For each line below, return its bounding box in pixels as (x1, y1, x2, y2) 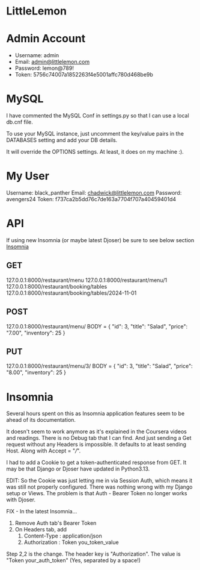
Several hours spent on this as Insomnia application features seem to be (6, 410, 185, 417)
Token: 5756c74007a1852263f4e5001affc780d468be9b (14, 71, 153, 78)
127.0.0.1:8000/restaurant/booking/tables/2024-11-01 (6, 289, 137, 296)
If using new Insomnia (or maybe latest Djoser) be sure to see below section (6, 236, 195, 243)
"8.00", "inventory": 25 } (6, 369, 66, 376)
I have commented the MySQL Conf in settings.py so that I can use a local (6, 112, 189, 119)
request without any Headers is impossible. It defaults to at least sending (6, 441, 187, 448)
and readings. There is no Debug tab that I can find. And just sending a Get (6, 434, 192, 442)
